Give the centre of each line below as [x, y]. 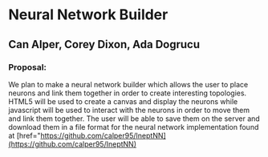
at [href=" [24, 135]
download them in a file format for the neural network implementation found [134, 127]
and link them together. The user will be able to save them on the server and [134, 119]
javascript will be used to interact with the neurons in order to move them [129, 110]
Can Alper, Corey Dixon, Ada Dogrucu [104, 44]
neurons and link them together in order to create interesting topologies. [128, 93]
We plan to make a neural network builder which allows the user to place [128, 84]
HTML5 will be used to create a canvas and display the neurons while [123, 101]
